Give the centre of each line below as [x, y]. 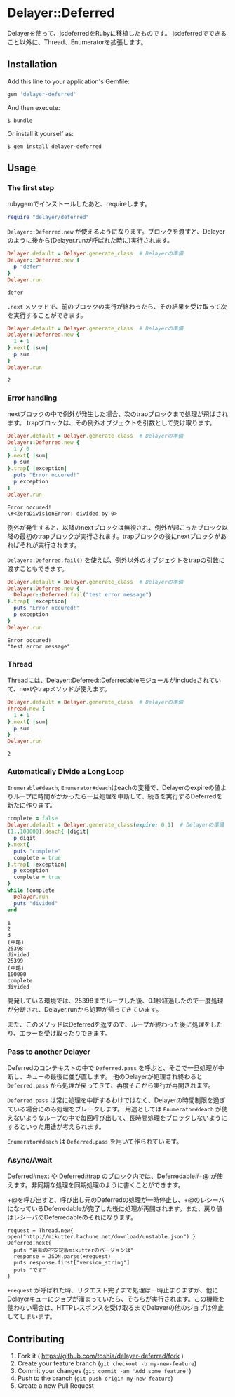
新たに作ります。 [32, 806]
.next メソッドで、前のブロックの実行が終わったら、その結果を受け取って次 [117, 306]
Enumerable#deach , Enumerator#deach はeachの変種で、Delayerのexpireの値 [114, 788]
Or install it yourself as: [40, 133]
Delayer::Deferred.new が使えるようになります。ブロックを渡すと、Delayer [116, 232]
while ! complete [31, 890]
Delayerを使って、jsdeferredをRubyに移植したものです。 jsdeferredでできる [117, 33]
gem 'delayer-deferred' [42, 94]
